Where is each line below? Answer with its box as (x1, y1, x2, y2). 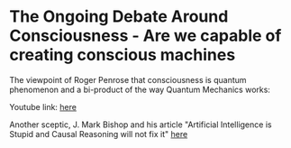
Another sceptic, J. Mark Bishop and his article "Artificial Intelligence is (9, 119, 272, 130)
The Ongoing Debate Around (9, 6, 229, 27)
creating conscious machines (9, 45, 236, 65)
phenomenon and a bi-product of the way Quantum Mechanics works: (9, 84, 270, 95)
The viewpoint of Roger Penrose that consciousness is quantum (9, 74, 247, 85)
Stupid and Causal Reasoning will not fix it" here (9, 128, 188, 139)
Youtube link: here (9, 101, 77, 112)
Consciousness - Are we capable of (9, 25, 282, 46)
